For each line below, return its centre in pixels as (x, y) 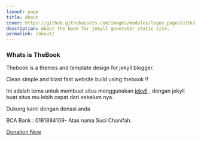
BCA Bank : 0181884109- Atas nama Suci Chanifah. (69, 121)
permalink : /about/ (31, 34)
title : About (22, 17)
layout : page (22, 12)
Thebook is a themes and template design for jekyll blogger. (80, 68)
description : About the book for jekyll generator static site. (88, 28)
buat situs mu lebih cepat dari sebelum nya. (60, 97)
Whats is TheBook (33, 55)
